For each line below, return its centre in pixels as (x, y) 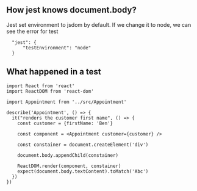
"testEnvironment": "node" (57, 48)
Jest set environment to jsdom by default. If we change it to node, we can (99, 24)
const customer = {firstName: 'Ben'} (65, 123)
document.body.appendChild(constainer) (68, 155)
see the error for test (32, 31)
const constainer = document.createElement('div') (83, 145)
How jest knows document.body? (72, 10)
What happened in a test (54, 72)
